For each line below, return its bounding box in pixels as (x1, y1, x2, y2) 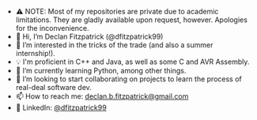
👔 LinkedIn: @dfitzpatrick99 (15, 103, 107, 112)
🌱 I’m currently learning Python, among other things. (15, 66, 187, 75)
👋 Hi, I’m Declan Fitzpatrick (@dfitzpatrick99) (15, 32, 164, 41)
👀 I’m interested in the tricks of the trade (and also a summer (15, 40, 214, 50)
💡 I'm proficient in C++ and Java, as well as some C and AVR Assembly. (15, 57, 250, 66)
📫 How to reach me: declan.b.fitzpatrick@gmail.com (15, 92, 189, 101)
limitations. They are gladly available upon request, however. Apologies (15, 15, 248, 24)
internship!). (15, 49, 55, 58)
